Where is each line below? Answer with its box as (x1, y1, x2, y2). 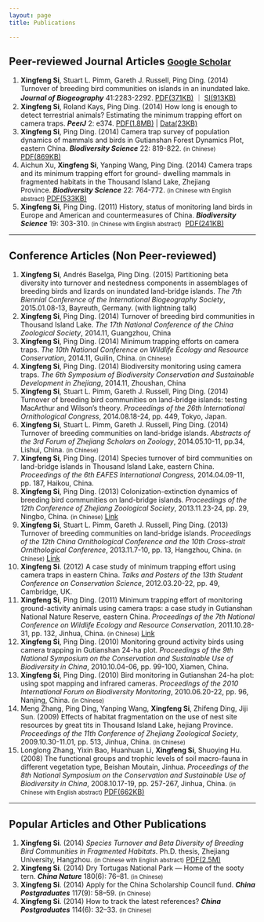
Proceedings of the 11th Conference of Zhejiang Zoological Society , (20, 729, 239, 738)
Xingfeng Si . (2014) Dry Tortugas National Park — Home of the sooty (20, 863, 244, 873)
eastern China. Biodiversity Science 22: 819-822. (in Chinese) (20, 144, 216, 153)
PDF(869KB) (20, 152, 61, 162)
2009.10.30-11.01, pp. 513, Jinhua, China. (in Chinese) (20, 737, 186, 747)
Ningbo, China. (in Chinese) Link (20, 512, 118, 521)
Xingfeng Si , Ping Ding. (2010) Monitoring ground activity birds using (20, 637, 244, 646)
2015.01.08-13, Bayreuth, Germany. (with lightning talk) (20, 303, 197, 313)
